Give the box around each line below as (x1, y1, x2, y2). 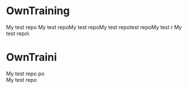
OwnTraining (6, 4, 70, 18)
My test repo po (6, 70, 45, 77)
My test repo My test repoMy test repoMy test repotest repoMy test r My (6, 24, 182, 31)
